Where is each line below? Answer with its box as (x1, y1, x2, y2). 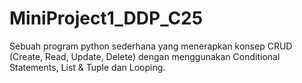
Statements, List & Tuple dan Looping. (9, 61, 166, 73)
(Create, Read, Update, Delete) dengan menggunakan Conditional (9, 50, 281, 62)
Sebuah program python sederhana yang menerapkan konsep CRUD (9, 40, 293, 52)
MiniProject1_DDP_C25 (9, 7, 204, 30)
